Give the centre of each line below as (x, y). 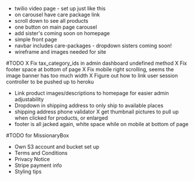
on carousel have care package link (57, 15)
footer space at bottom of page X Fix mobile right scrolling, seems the (90, 69)
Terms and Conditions (41, 153)
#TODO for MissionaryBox (38, 135)
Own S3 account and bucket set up (57, 147)
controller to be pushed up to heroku (50, 82)
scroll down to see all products (51, 21)
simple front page (36, 39)
